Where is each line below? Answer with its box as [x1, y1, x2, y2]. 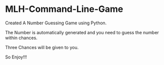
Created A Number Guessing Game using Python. [5, 20, 107, 26]
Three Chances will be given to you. [5, 44, 79, 50]
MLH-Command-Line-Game [5, 3, 123, 15]
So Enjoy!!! [5, 54, 27, 60]
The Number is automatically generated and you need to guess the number [5, 29, 159, 35]
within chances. [5, 35, 38, 41]
